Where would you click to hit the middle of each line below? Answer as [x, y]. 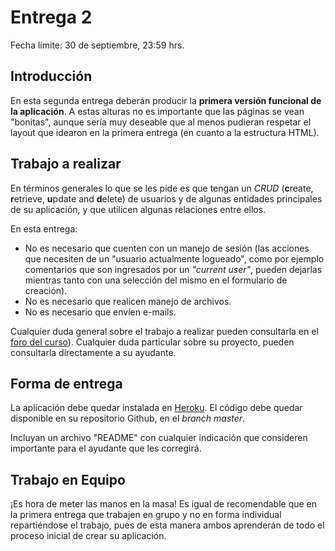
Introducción [51, 76]
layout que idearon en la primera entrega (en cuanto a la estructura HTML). [165, 132]
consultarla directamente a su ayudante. [93, 352]
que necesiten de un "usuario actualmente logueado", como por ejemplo [174, 258]
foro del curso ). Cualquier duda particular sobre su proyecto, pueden [152, 342]
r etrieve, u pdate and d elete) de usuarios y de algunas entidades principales [166, 198]
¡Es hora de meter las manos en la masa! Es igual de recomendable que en [164, 504]
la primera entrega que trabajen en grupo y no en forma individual [146, 515]
